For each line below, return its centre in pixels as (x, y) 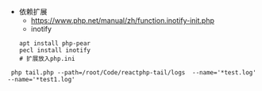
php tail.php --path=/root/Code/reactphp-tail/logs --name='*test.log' (134, 73)
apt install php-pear (54, 44)
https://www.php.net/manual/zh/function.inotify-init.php (123, 21)
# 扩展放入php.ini (47, 59)
